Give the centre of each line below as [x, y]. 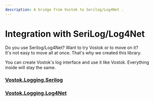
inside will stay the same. [30, 67]
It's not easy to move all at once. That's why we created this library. [73, 52]
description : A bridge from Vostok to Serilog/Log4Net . [64, 10]
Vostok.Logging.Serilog [34, 80]
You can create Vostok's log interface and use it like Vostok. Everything [77, 62]
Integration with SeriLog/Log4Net [75, 34]
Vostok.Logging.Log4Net [36, 93]
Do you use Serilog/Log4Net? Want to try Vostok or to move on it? [72, 48]
